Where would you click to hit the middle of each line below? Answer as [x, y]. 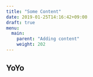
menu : [13, 28]
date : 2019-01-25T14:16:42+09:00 [47, 17]
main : [18, 34]
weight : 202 [31, 45]
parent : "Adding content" [48, 39]
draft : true [20, 22]
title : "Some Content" [34, 11]
